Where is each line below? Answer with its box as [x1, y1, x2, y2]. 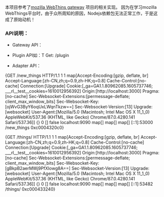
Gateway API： [12, 42, 43, 48]
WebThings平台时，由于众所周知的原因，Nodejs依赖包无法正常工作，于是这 [5, 10, 158, 16]
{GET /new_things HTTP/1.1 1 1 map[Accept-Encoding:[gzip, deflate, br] [5, 73, 148, 78]
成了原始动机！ [5, 17, 35, 22]
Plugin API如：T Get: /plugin [12, 52, 70, 58]
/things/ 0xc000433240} [5, 186, 55, 192]
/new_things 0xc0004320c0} [5, 124, 65, 131]
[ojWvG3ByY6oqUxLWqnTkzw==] [5, 104, 74, 110]
